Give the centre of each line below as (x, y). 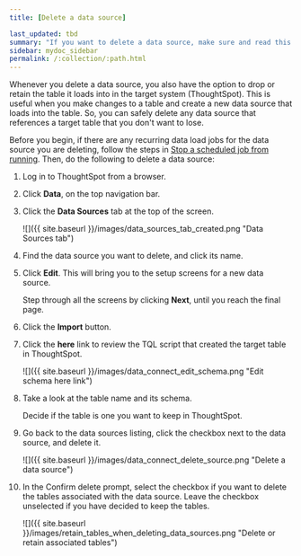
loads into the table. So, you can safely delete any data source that (133, 113)
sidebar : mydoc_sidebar (54, 50)
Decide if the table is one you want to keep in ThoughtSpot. (132, 416)
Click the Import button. (67, 327)
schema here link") (57, 381)
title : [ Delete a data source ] (68, 18)
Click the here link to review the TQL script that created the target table (154, 344)
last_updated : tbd (44, 34)
